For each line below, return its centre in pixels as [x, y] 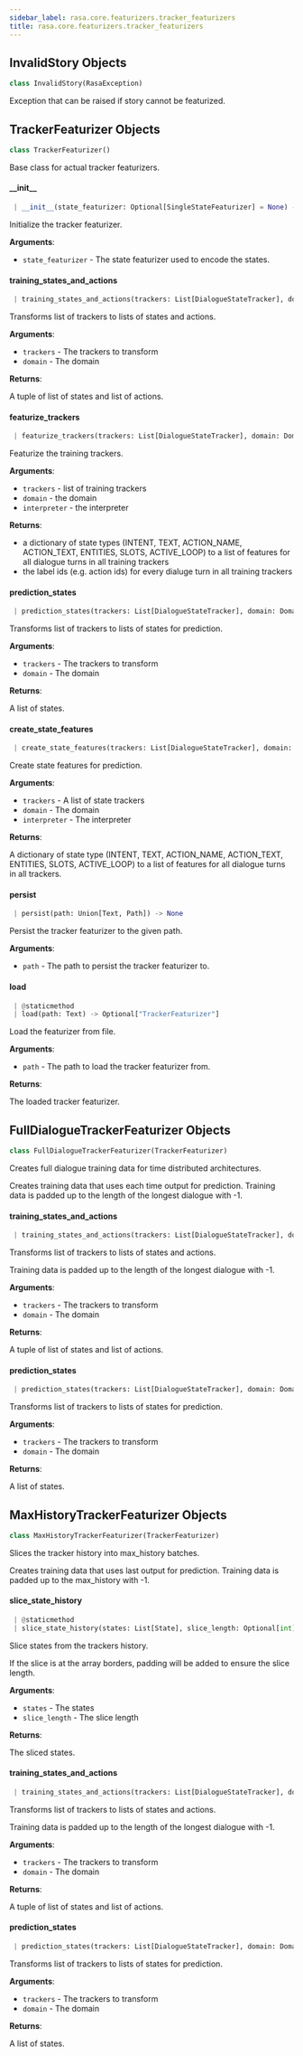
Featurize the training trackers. [66, 454]
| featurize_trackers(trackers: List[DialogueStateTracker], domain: [147, 436]
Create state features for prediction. [76, 766]
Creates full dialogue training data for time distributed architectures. [135, 1168]
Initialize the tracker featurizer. [66, 224]
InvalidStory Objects [68, 63]
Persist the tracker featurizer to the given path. [96, 931]
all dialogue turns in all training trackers [96, 562]
